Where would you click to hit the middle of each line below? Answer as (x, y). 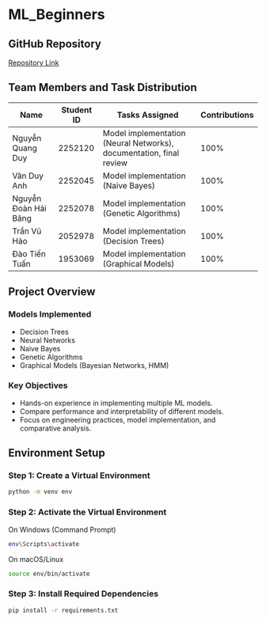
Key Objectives (38, 385)
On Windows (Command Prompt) (62, 529)
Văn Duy (28, 176)
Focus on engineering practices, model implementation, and (118, 419)
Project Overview (52, 292)
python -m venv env (40, 492)
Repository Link (34, 63)
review (115, 162)
